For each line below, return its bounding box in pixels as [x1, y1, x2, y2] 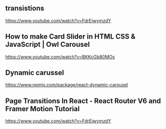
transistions [5, 4, 44, 13]
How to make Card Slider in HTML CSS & [5, 33, 136, 41]
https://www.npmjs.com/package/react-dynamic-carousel [5, 82, 128, 88]
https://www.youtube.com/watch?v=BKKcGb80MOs [5, 53, 115, 60]
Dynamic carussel [5, 69, 64, 77]
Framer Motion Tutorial [5, 104, 80, 113]
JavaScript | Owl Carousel [5, 40, 90, 49]
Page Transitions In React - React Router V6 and [5, 96, 161, 105]
